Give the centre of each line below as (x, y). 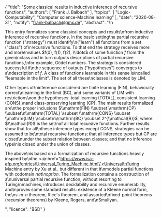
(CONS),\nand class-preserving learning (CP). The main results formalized (79, 103)
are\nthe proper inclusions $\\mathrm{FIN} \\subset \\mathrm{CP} (71, 108)
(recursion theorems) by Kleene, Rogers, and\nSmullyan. (62, 200)
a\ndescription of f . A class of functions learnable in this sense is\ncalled (77, 73)
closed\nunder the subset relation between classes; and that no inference (79, 139)
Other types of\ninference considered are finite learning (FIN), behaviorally (80, 87)
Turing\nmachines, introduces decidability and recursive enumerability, (76, 184)
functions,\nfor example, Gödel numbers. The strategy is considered (73, 63)
